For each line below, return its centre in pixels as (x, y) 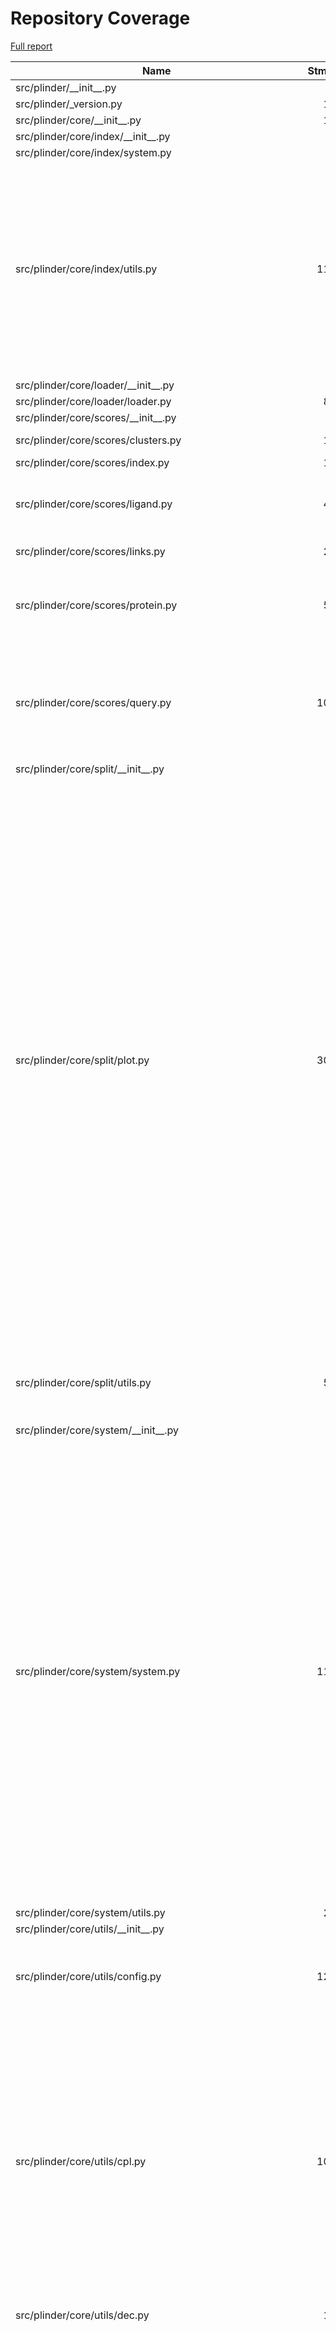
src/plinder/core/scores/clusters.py (98, 440)
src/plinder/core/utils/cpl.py (81, 2161)
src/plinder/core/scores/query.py (93, 702)
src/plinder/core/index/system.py (93, 152)
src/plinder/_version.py (69, 104)
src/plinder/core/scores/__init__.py (96, 417)
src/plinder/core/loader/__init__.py (95, 385)
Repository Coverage (100, 18)
